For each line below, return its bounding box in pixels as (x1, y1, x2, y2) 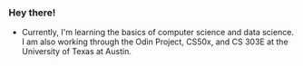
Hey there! (8, 6, 56, 19)
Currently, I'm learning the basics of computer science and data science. (21, 27, 294, 38)
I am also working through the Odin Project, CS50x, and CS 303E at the (21, 36, 288, 47)
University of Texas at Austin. (21, 46, 132, 57)
